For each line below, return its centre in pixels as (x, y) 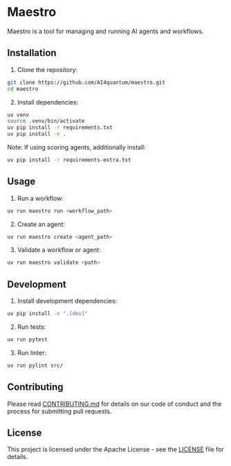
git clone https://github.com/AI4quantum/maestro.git (86, 82)
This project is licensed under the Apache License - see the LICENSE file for (116, 449)
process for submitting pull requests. (59, 411)
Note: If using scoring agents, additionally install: (77, 147)
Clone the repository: (47, 69)
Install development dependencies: (67, 301)
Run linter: (32, 352)
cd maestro (23, 89)
